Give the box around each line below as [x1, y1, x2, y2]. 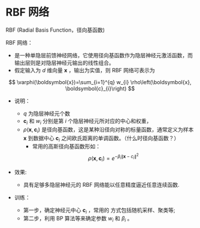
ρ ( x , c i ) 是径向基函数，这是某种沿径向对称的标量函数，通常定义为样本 [23, 126, 194, 134]
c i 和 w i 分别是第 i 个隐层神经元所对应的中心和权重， [23, 117, 152, 126]
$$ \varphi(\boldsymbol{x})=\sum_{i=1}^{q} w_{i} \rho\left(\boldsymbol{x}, [8, 78, 192, 85]
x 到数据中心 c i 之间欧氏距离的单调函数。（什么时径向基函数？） [23, 134, 180, 143]
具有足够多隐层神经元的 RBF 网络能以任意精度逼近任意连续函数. [23, 181, 180, 188]
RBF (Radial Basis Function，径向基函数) [5, 26, 105, 33]
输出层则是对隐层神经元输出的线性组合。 [14, 59, 114, 66]
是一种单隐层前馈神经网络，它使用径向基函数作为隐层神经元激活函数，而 [14, 51, 193, 58]
